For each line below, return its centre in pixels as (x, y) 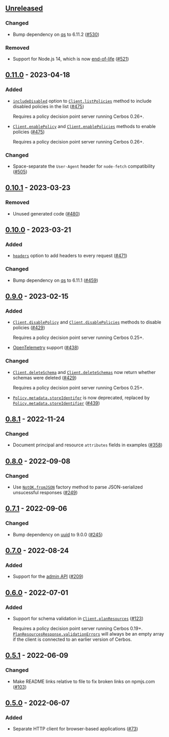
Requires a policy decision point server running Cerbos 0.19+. (78, 628)
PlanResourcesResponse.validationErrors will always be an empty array (88, 634)
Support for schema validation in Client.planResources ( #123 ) (78, 619)
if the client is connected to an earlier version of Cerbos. (72, 639)
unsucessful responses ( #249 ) (45, 492)
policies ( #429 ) (29, 328)
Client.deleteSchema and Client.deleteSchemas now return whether (84, 372)
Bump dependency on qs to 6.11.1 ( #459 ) (55, 280)
